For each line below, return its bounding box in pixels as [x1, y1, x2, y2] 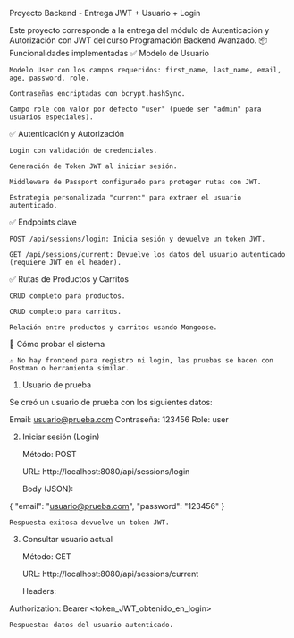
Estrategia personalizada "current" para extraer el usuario [9, 193, 242, 202]
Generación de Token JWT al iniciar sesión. [9, 162, 178, 171]
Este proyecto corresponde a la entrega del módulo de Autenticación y [9, 25, 270, 35]
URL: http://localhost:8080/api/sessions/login [21, 466, 190, 477]
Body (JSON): [21, 483, 74, 494]
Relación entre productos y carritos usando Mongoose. [9, 323, 218, 332]
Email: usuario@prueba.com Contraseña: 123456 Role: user [9, 414, 230, 424]
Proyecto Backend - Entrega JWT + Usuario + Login [9, 8, 201, 18]
